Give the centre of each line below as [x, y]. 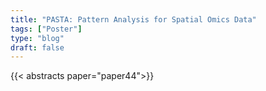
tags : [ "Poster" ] [46, 29]
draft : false [37, 47]
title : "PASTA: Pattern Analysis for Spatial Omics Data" [133, 19]
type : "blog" [37, 38]
